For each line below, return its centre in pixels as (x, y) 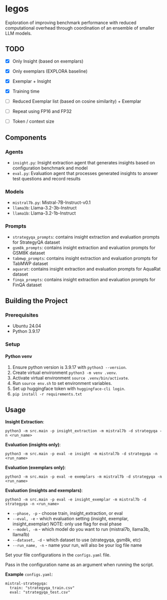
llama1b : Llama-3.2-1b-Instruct (44, 213)
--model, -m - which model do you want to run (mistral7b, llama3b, (81, 529)
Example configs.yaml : (29, 574)
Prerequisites (22, 315)
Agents (14, 152)
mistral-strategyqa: (27, 584)
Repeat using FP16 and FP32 (42, 111)
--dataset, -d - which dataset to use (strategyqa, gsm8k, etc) (76, 540)
